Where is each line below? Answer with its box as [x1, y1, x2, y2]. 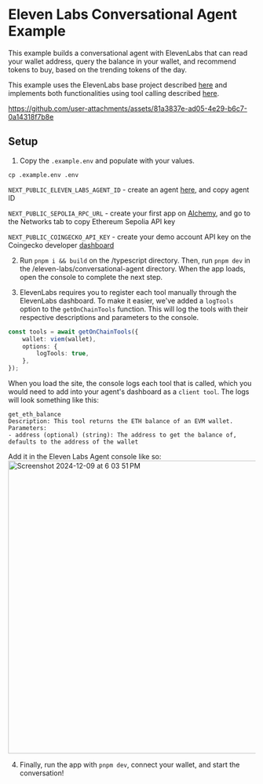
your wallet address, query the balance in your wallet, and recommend [8, 57, 237, 66]
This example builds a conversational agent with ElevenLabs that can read [8, 48, 248, 57]
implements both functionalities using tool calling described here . [8, 88, 220, 98]
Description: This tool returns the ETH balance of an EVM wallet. [8, 418, 234, 425]
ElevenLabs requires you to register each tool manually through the [19, 287, 237, 296]
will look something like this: [8, 396, 100, 404]
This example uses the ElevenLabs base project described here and [8, 80, 228, 90]
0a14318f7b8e [8, 112, 54, 121]
